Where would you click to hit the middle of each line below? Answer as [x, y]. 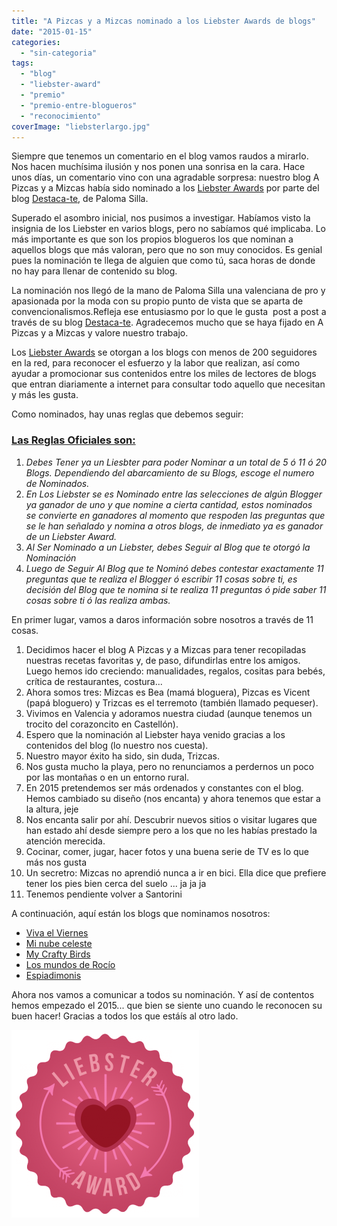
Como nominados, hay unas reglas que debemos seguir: [127, 414]
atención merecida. [65, 841]
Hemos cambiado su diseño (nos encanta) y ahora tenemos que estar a [173, 798]
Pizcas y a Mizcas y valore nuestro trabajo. [100, 333]
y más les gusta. [45, 395]
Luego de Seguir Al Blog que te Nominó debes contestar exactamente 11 [174, 568]
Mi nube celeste [59, 943]
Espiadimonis [53, 975]
